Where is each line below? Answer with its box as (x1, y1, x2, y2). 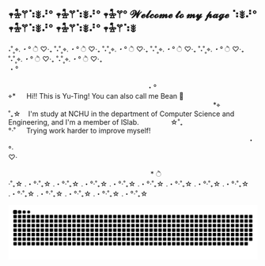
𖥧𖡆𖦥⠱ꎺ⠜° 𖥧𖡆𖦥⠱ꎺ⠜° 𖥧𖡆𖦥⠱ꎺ (8, 22, 136, 36)
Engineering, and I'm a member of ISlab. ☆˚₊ (8, 117, 184, 126)
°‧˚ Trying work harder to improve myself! (8, 126, 152, 135)
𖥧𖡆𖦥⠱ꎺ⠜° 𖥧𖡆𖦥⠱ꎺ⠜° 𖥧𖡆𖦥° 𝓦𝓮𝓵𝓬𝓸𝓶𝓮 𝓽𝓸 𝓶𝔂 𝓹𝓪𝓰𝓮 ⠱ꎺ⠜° (8, 8, 258, 21)
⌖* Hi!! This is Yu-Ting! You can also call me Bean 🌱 (8, 91, 184, 100)
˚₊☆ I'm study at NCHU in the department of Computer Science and (8, 109, 235, 118)
